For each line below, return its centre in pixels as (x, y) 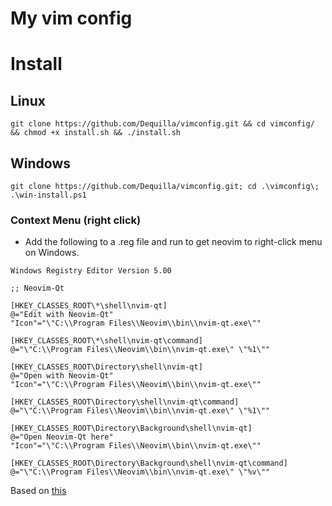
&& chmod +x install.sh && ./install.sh (96, 133)
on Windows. (52, 253)
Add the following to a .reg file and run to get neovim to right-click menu (173, 242)
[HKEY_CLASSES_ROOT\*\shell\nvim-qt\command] (106, 341)
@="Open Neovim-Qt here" (62, 437)
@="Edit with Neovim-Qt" (62, 315)
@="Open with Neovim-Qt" (62, 376)
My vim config (71, 18)
